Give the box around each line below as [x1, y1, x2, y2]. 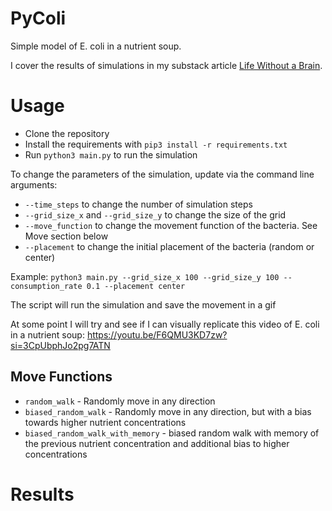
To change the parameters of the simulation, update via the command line [10, 168, 315, 180]
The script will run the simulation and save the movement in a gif [10, 298, 277, 311]
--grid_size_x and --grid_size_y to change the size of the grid [24, 208, 287, 221]
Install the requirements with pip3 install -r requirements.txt [24, 138, 288, 150]
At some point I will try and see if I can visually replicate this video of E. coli [10, 318, 320, 330]
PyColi [10, 7, 67, 30]
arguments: [10, 178, 58, 191]
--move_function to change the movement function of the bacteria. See [24, 219, 318, 231]
